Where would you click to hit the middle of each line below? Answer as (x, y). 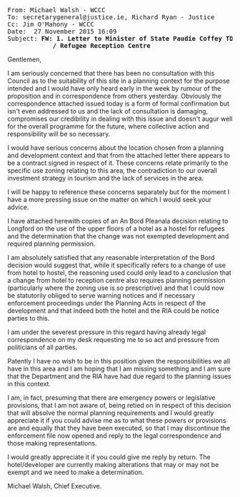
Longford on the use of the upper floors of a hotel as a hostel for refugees (116, 229)
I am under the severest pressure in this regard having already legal (106, 332)
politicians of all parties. (42, 347)
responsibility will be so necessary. (59, 134)
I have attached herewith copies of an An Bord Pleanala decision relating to (118, 221)
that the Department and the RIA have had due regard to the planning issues (119, 376)
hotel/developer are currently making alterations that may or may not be (113, 465)
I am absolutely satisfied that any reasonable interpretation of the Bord (111, 257)
